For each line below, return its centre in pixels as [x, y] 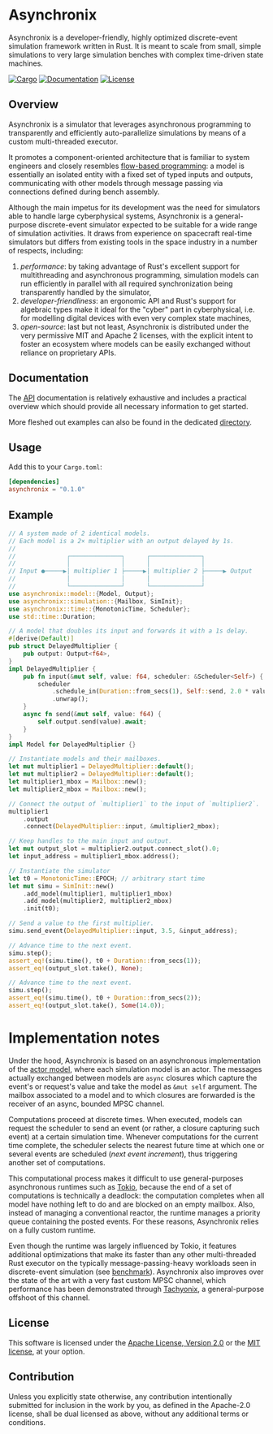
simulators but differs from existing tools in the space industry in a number [133, 242]
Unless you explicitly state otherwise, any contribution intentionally [120, 1396]
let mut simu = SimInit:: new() [61, 886]
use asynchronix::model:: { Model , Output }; [81, 594]
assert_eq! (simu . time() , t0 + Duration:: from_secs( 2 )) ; [105, 998]
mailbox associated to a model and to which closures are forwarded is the [132, 1095]
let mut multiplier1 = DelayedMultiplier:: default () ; [102, 767]
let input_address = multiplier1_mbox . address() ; [94, 857]
